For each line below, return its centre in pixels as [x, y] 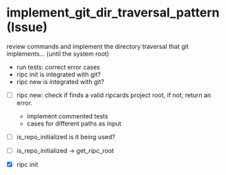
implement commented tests [67, 116]
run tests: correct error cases [58, 67]
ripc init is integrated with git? [58, 74]
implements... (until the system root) [58, 54]
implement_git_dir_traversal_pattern [113, 13]
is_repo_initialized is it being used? [66, 137]
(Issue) [27, 27]
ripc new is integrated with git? [60, 81]
